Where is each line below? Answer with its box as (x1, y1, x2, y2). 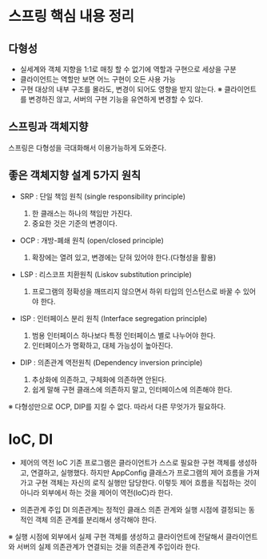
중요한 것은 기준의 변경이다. (31, 218, 118, 228)
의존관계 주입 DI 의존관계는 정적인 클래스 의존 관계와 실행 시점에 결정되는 (19, 505, 247, 514)
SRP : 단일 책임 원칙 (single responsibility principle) (19, 191, 186, 201)
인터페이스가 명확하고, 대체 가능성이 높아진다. (31, 340, 173, 350)
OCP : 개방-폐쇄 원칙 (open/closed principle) (19, 235, 164, 245)
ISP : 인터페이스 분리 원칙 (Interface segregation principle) (19, 313, 208, 323)
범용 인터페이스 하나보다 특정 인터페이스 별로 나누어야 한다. (31, 330, 216, 340)
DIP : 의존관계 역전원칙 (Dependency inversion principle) (19, 357, 203, 367)
